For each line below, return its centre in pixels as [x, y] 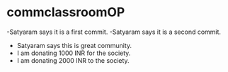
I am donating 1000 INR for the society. [74, 53]
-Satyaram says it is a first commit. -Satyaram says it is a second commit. [114, 32]
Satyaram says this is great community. [74, 45]
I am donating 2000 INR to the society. [73, 60]
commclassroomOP [66, 12]
